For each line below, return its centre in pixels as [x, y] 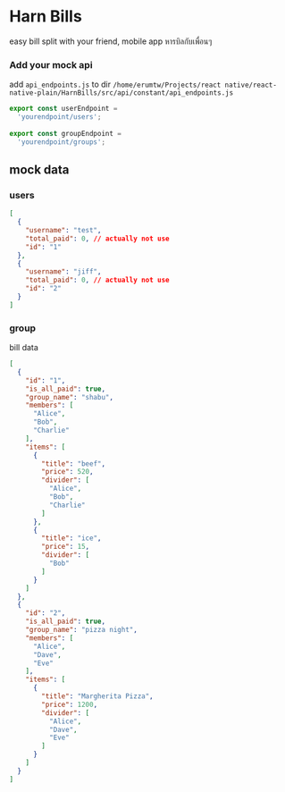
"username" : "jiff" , [63, 272]
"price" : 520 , [67, 472]
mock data [39, 170]
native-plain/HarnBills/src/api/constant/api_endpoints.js [122, 93]
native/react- [251, 85]
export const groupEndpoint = [66, 133]
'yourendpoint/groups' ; [61, 142]
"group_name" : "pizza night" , [82, 630]
